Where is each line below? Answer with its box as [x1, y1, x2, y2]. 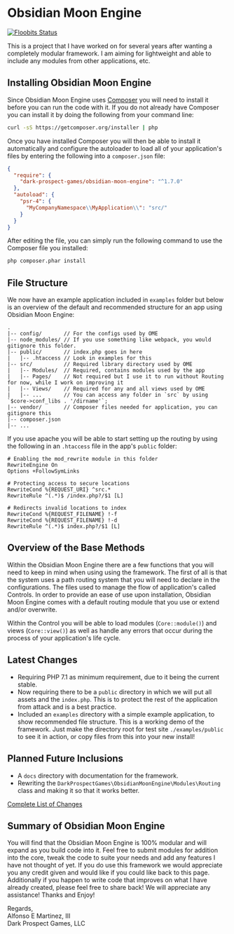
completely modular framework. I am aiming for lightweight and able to [7, 49, 212, 57]
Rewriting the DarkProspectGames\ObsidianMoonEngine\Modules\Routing [17, 778, 221, 787]
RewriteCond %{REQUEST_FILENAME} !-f [7, 510, 118, 518]
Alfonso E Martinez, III [7, 912, 71, 920]
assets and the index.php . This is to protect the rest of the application [17, 695, 219, 703]
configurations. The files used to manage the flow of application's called [7, 583, 216, 591]
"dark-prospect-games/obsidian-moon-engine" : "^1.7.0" [20, 178, 184, 185]
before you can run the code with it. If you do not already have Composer [7, 103, 219, 111]
